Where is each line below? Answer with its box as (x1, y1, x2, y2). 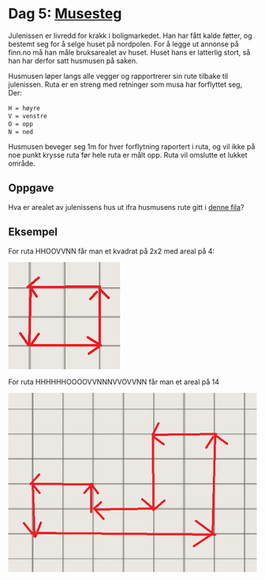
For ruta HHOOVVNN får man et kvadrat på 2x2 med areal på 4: (8, 246, 215, 256)
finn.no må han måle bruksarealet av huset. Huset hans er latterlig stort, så (8, 47, 251, 57)
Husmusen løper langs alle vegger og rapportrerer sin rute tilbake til (8, 71, 229, 80)
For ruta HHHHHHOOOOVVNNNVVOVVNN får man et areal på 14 (8, 376, 219, 387)
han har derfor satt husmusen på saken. (8, 56, 138, 65)
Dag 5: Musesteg (8, 5, 122, 23)
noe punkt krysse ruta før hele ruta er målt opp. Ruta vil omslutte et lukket (8, 150, 248, 159)
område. (8, 159, 35, 168)
